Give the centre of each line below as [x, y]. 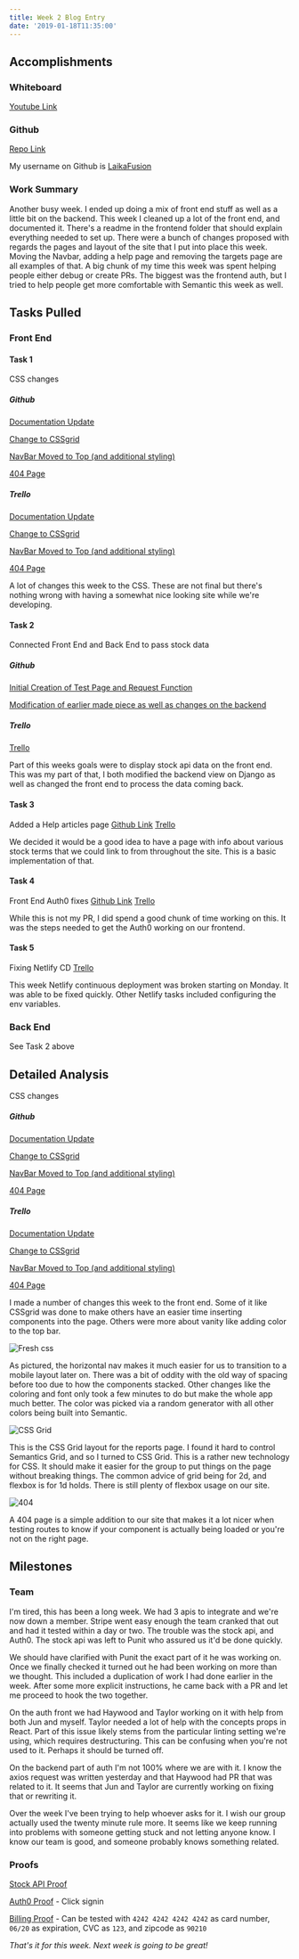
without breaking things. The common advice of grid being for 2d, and [138, 1476]
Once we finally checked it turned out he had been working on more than [143, 1667]
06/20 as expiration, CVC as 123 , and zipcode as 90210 [108, 1928]
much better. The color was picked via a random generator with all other [141, 1404]
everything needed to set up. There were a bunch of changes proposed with [149, 237]
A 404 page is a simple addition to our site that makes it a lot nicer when [141, 1520]
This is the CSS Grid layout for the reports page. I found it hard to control [142, 1447]
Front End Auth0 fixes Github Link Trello [82, 900]
